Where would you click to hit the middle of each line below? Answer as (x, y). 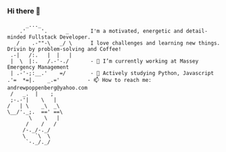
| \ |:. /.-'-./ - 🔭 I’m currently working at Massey (104, 61)
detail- (197, 31)
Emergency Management (38, 67)
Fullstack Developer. (60, 37)
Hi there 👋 (24, 11)
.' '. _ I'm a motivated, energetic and (102, 31)
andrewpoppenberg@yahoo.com (48, 88)
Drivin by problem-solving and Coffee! (64, 50)
